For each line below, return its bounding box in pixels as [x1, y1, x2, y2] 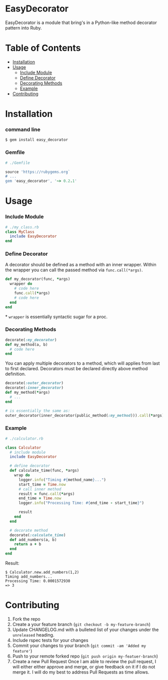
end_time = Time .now [18, 496, 61, 501]
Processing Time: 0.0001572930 [5, 579, 70, 584]
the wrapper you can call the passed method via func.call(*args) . [5, 267, 143, 273]
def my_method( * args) [5, 390, 50, 395]
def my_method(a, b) [5, 342, 48, 347]
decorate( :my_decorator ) [5, 337, 57, 342]
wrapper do [9, 281, 32, 286]
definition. [5, 371, 26, 377]
